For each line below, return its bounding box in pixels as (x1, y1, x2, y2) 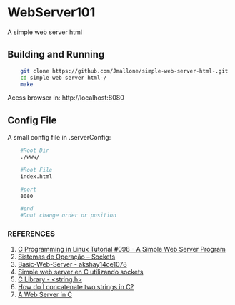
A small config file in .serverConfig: (7, 133, 111, 142)
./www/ (20, 154, 40, 161)
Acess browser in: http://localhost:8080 (7, 93, 125, 102)
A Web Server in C (17, 290, 73, 299)
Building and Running (7, 48, 105, 61)
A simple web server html (7, 28, 83, 36)
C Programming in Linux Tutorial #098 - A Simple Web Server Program (17, 245, 226, 254)
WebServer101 (7, 4, 96, 21)
